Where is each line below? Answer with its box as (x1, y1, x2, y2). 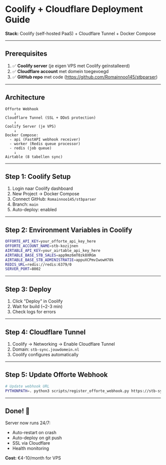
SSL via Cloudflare (12, 440, 50, 446)
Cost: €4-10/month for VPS (5, 455, 61, 461)
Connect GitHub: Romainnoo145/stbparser (12, 196, 96, 202)
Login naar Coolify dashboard (12, 185, 73, 192)
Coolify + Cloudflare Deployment (5, 3, 143, 15)
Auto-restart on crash (12, 430, 57, 436)
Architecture (5, 93, 45, 102)
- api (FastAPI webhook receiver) (9, 137, 81, 142)
